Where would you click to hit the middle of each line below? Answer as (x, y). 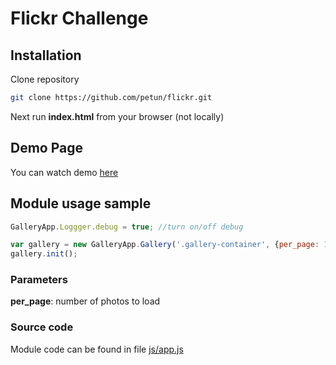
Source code (42, 327)
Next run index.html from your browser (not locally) (117, 116)
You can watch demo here (64, 172)
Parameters (39, 280)
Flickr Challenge (79, 18)
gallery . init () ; (44, 254)
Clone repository (45, 79)
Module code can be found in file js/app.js (97, 349)
